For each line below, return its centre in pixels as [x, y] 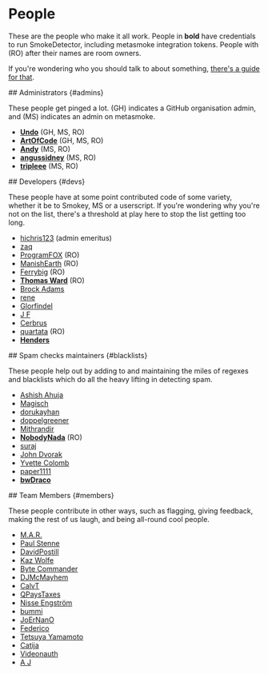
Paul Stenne [40, 543]
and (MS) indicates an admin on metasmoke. [82, 116]
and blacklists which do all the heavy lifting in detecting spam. [110, 379]
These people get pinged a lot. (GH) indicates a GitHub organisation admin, [132, 108]
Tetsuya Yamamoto [52, 636]
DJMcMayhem [44, 577]
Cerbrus [34, 323]
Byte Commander [49, 568]
